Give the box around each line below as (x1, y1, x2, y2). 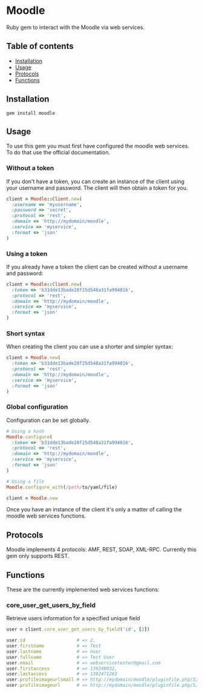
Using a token (6, 249, 48, 258)
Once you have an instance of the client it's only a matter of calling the (6, 506, 182, 513)
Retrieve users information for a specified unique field (6, 615, 140, 622)
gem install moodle (6, 110, 56, 116)
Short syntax (6, 329, 45, 338)
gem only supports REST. (6, 553, 69, 560)
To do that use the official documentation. (6, 149, 111, 156)
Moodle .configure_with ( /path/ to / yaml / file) (6, 484, 118, 490)
